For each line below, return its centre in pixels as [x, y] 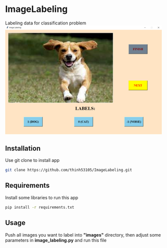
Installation [23, 148]
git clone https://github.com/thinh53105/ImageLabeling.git [69, 170]
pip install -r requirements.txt [40, 207]
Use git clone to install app [32, 160]
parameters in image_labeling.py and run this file [56, 240]
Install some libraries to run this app [42, 197]
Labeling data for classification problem [46, 23]
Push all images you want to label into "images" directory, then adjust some [83, 235]
